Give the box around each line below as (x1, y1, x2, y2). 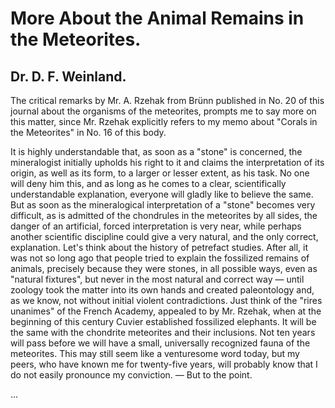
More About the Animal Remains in (10, 7, 305, 30)
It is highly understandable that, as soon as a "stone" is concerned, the (10, 146, 303, 157)
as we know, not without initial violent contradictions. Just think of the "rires (10, 295, 323, 306)
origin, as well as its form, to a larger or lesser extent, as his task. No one (10, 167, 310, 179)
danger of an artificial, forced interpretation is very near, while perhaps (10, 220, 302, 232)
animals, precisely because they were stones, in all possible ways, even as (10, 263, 318, 274)
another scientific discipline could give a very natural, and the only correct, (10, 231, 319, 242)
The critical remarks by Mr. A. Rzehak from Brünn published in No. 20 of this (10, 95, 325, 106)
